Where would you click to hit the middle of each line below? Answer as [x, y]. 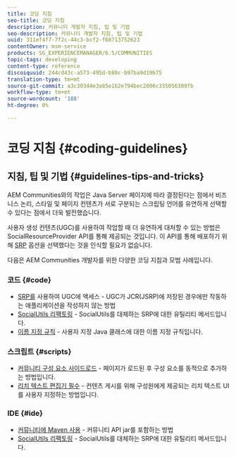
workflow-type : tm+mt [39, 92]
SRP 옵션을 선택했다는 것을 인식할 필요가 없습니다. [83, 245]
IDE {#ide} [25, 414]
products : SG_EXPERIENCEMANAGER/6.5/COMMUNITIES [80, 53]
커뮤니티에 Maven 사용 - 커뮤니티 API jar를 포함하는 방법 [95, 429]
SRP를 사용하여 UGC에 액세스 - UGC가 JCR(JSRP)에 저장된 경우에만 [113, 297]
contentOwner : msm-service [47, 46]
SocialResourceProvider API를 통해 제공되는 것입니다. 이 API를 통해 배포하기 [114, 236]
